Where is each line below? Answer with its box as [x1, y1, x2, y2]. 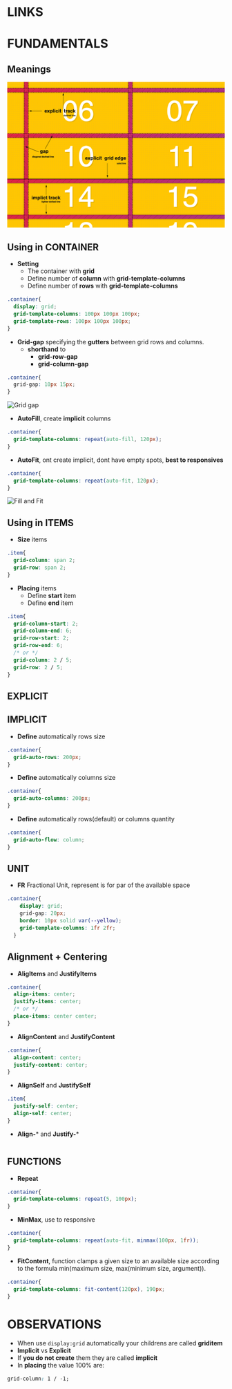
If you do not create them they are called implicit [17, 1354, 157, 1362]
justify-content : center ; [13, 1061, 88, 1068]
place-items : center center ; [13, 1013, 97, 1020]
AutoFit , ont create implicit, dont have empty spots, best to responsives [17, 456, 224, 464]
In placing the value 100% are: [17, 1361, 105, 1370]
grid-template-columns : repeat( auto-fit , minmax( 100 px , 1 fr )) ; [13, 1237, 200, 1244]
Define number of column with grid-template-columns [27, 274, 186, 283]
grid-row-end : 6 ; [13, 642, 64, 649]
